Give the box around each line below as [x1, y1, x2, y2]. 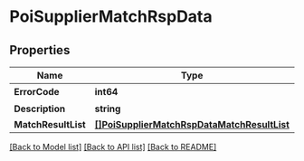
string [94, 102, 121, 115]
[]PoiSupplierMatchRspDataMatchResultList [94, 118, 290, 130]
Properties [9, 43, 71, 58]
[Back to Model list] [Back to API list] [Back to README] [9, 142, 217, 152]
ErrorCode [14, 86, 61, 98]
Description [14, 102, 66, 115]
